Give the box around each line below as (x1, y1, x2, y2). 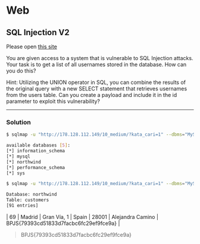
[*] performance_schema (6, 164, 65, 170)
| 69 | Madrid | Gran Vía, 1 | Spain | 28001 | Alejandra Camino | (6, 213, 159, 220)
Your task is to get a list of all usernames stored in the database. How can (6, 61, 187, 68)
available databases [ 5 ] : (6, 142, 70, 149)
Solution (6, 118, 32, 126)
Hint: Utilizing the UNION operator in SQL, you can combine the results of (6, 79, 186, 86)
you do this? (6, 67, 36, 74)
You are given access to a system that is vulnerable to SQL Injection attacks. (6, 55, 193, 61)
